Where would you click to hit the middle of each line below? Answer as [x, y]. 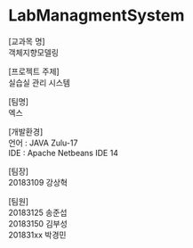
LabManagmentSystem [96, 16]
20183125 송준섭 [38, 212]
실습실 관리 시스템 [39, 82]
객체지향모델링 [34, 52]
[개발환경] [26, 131]
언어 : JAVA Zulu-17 [43, 143]
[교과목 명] [27, 41]
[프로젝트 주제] [34, 71]
